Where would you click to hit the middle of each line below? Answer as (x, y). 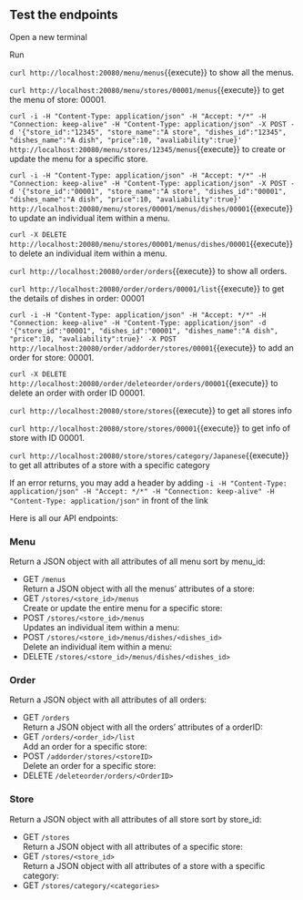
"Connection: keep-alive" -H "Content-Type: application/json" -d (138, 322)
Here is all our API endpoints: (64, 517)
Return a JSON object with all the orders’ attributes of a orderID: (143, 727)
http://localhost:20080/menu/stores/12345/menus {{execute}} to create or (148, 148)
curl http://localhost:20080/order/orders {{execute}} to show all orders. (148, 271)
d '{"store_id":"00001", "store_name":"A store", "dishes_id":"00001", (148, 191)
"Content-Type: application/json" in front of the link (109, 500)
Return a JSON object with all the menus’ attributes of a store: (138, 589)
